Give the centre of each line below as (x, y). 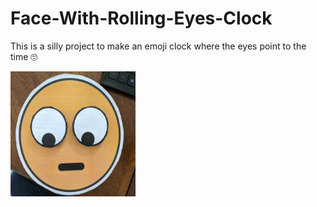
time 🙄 (24, 56)
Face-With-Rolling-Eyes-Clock (141, 18)
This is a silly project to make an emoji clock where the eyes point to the (158, 46)
